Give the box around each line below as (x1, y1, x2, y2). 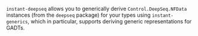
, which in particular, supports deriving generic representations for (28, 18, 192, 25)
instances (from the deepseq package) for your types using (6, 11, 151, 19)
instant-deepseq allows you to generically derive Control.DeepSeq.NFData (6, 5, 187, 12)
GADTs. (6, 24, 25, 31)
